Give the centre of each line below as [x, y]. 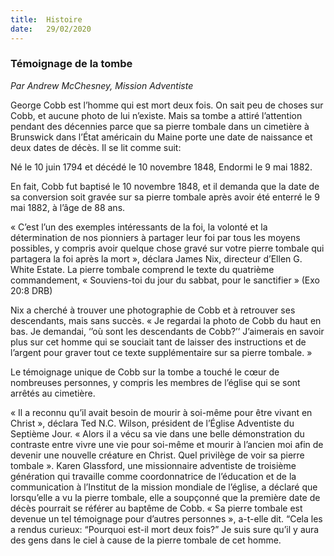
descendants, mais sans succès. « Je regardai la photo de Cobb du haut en [166, 320]
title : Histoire [46, 19]
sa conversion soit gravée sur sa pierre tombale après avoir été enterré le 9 [165, 197]
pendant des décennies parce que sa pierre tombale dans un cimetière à [160, 126]
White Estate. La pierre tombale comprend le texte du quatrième [142, 269]
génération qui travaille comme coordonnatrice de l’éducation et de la [153, 476]
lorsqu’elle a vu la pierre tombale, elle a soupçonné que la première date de [165, 497]
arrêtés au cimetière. [53, 393]
